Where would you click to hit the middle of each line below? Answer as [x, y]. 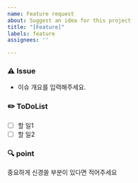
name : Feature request [41, 14]
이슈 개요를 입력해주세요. [52, 87]
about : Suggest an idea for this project [69, 20]
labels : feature [31, 34]
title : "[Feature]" [36, 27]
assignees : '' [28, 40]
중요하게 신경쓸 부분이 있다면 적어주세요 [62, 172]
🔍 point [21, 153]
